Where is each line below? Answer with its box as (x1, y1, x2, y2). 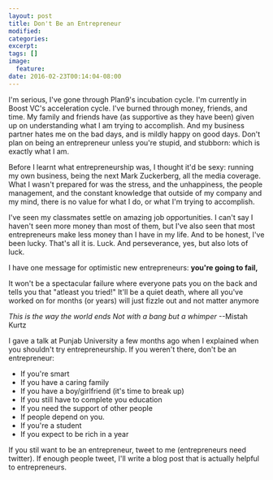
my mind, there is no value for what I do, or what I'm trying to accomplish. (8, 197, 255, 206)
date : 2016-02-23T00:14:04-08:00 (8, 72, 122, 80)
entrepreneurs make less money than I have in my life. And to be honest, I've (8, 229, 265, 240)
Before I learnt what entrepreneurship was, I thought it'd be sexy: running (8, 162, 254, 171)
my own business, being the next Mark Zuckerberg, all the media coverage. (8, 171, 262, 180)
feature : (15, 65, 45, 73)
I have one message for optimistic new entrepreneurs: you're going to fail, (8, 262, 258, 272)
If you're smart (19, 369, 70, 378)
